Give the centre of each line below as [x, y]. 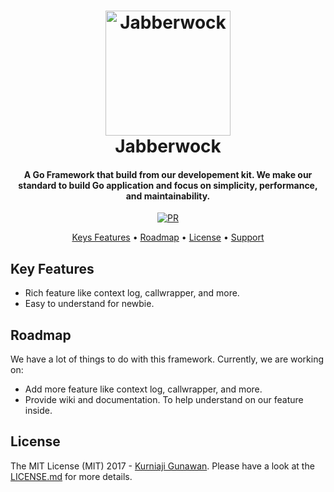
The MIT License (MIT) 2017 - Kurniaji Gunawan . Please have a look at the [162, 466]
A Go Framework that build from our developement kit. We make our [168, 174]
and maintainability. [168, 196]
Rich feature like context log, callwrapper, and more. [132, 293]
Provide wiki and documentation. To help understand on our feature [164, 400]
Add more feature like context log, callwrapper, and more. [143, 389]
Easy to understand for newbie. [89, 304]
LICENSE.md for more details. [71, 476]
